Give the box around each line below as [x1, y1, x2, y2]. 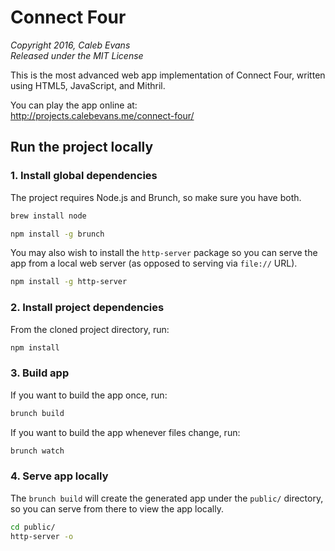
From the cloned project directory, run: [10, 323, 170, 335]
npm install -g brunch [10, 229, 105, 239]
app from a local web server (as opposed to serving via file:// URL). [10, 257, 298, 270]
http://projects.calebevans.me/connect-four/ [10, 109, 195, 121]
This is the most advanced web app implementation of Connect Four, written [10, 69, 326, 81]
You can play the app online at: [10, 99, 138, 111]
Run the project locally [10, 139, 154, 156]
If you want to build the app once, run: [10, 389, 168, 401]
